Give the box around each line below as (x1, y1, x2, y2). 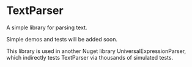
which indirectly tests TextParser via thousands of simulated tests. (6, 54, 173, 61)
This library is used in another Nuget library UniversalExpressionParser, (6, 47, 186, 55)
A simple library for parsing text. (6, 24, 87, 31)
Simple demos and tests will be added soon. (6, 35, 118, 43)
